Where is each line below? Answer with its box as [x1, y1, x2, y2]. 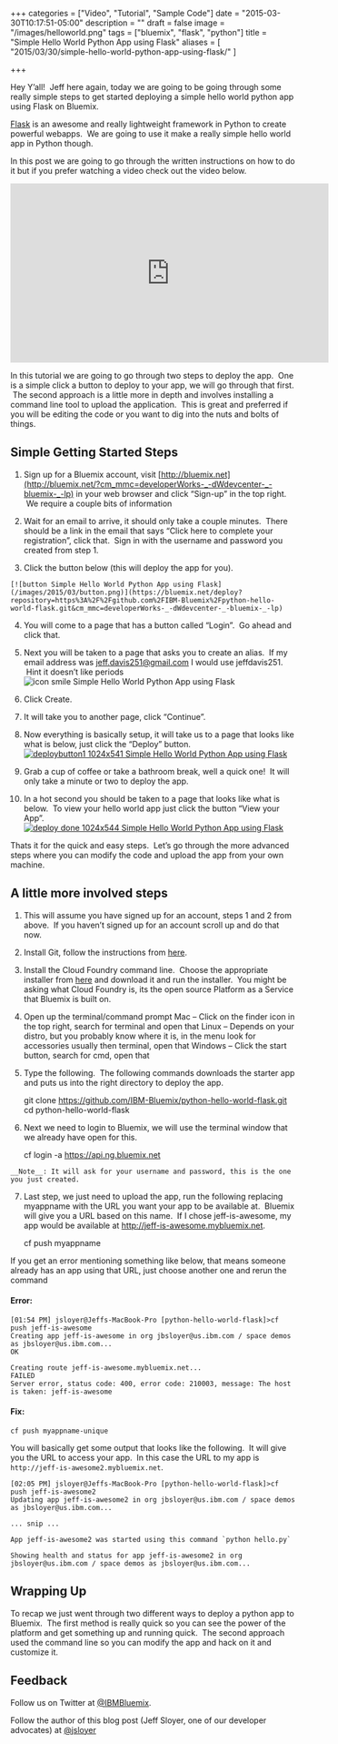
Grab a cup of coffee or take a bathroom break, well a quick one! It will [23, 766, 290, 776]
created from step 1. [23, 544, 99, 555]
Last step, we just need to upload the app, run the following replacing [23, 1191, 283, 1202]
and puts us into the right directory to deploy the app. [23, 1077, 224, 1088]
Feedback [10, 1673, 68, 1688]
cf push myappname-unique [10, 1426, 108, 1436]
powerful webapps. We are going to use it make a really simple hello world [10, 128, 292, 139]
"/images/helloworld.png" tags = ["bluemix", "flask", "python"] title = [10, 27, 267, 37]
